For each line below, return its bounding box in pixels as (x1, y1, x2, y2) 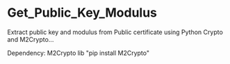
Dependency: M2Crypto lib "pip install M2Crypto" (7, 49, 150, 57)
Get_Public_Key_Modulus (7, 5, 158, 21)
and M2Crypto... (7, 35, 54, 43)
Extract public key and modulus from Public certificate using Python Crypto (7, 28, 224, 36)
